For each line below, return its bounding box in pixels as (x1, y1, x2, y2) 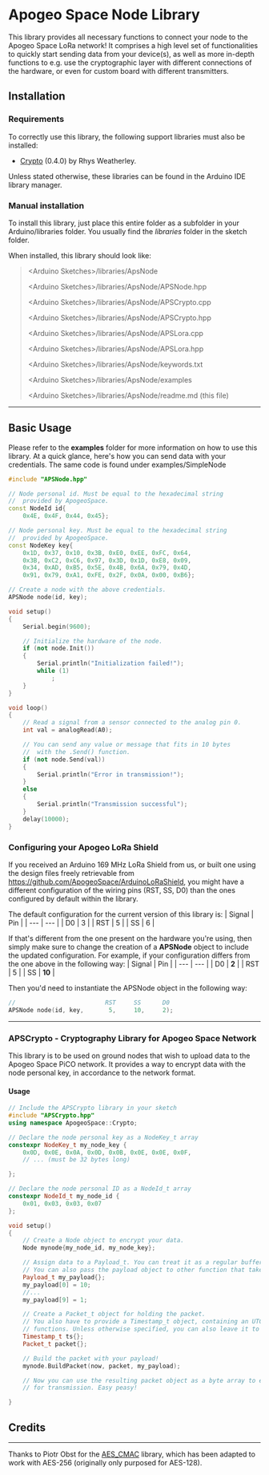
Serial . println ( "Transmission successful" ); (37, 800, 188, 808)
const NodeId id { (8, 504, 66, 513)
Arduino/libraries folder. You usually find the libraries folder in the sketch (8, 226, 247, 236)
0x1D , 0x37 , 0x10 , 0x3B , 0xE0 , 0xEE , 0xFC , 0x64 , (22, 549, 192, 557)
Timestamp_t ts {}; (22, 1333, 84, 1341)
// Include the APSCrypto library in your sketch (8, 1104, 178, 1112)
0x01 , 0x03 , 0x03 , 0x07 (22, 1199, 102, 1208)
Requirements (8, 114, 65, 125)
